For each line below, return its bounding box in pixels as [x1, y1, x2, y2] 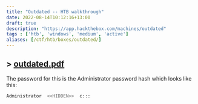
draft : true [6, 20, 36, 26]
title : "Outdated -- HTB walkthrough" [6, 8, 104, 15]
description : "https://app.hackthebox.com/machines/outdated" [6, 25, 167, 32]
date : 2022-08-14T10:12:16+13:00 [6, 14, 91, 20]
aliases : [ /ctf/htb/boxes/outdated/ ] [6, 37, 102, 43]
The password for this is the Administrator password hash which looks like [6, 75, 192, 82]
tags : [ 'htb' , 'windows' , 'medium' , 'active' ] [6, 31, 129, 37]
